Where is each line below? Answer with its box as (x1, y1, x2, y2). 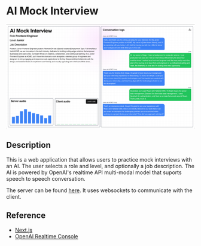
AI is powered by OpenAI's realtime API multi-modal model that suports (6, 169, 182, 176)
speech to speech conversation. (6, 175, 86, 182)
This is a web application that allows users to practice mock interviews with (6, 156, 193, 163)
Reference (6, 211, 46, 221)
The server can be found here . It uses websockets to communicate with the (6, 187, 193, 194)
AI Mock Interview (6, 4, 99, 18)
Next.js (14, 226, 33, 233)
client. (6, 193, 22, 200)
